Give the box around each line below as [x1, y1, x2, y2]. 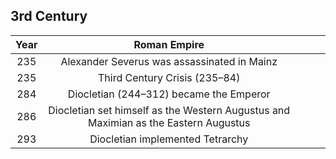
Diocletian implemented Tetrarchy [89, 132, 249, 146]
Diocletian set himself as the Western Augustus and [48, 103, 291, 117]
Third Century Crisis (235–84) [98, 70, 241, 84]
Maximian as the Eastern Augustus [87, 115, 251, 129]
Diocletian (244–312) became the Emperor [67, 87, 271, 101]
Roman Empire [133, 37, 205, 51]
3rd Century [10, 8, 88, 25]
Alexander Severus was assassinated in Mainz [60, 54, 278, 68]
